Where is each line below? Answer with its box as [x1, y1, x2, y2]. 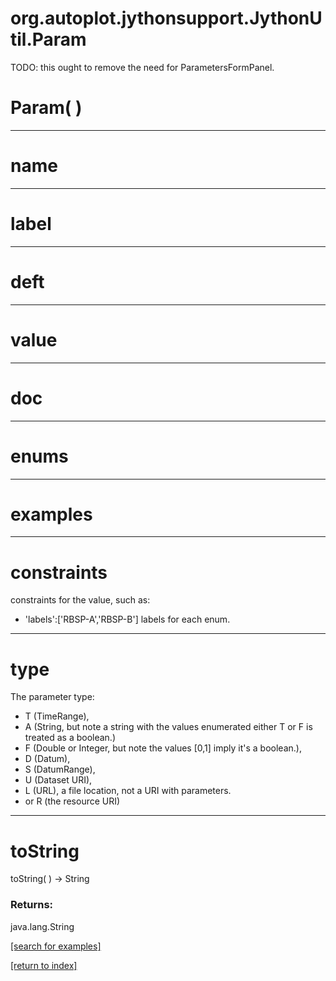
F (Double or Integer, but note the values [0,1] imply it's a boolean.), [24, 742, 302, 754]
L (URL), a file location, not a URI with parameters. [24, 785, 232, 797]
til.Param [10, 28, 87, 51]
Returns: [10, 898, 54, 912]
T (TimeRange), [24, 710, 90, 722]
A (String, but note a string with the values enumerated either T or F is [24, 721, 313, 733]
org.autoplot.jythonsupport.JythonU [10, 7, 323, 30]
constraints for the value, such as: [10, 594, 151, 606]
